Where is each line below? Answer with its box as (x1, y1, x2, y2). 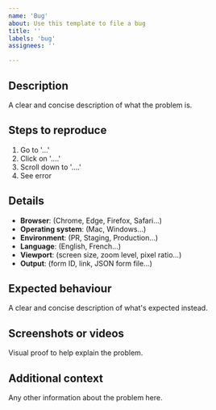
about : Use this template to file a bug (8, 19, 147, 27)
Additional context (8, 371, 103, 385)
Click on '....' (19, 153, 61, 163)
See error (19, 170, 52, 180)
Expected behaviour (8, 282, 112, 295)
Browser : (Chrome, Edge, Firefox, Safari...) (19, 215, 163, 225)
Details (8, 195, 44, 208)
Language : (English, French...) (19, 241, 122, 251)
